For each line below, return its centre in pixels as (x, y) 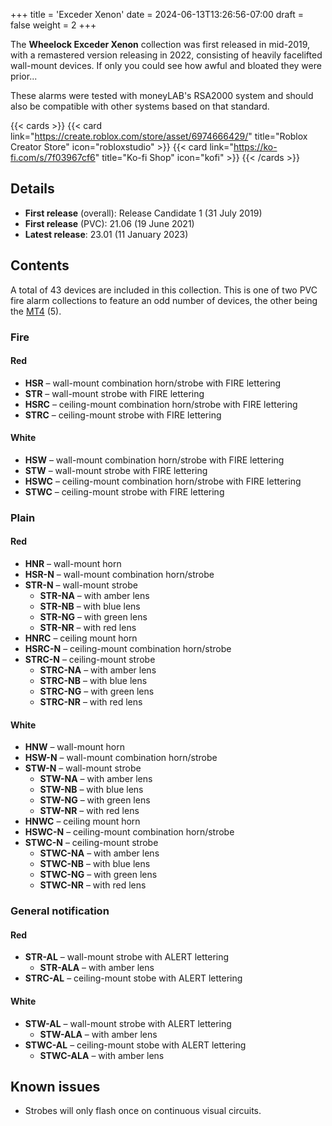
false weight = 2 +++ (53, 25)
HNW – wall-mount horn (75, 747)
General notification (60, 911)
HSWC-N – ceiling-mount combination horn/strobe (129, 832)
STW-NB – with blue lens (91, 790)
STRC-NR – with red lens (91, 702)
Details (32, 189)
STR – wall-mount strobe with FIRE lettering (114, 393)
